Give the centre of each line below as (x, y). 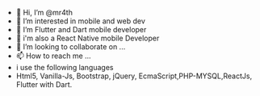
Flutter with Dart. (44, 84)
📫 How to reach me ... (53, 56)
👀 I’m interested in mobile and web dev (80, 21)
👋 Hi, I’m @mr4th (44, 13)
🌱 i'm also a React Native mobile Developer (88, 38)
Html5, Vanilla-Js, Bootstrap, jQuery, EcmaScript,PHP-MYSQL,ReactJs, (134, 76)
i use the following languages (65, 67)
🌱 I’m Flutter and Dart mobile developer (81, 29)
